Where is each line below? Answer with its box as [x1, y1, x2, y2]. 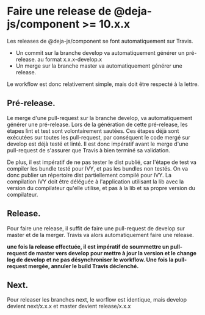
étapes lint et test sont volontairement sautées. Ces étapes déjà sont [7, 127, 179, 135]
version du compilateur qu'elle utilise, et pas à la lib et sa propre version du [7, 184, 196, 191]
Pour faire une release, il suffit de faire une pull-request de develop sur [7, 224, 185, 232]
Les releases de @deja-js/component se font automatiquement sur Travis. [7, 37, 193, 44]
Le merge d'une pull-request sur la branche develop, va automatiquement [7, 114, 193, 121]
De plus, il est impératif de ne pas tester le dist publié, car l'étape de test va [7, 158, 197, 166]
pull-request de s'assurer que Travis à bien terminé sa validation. [7, 146, 170, 154]
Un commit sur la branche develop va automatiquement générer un [15, 49, 185, 56]
